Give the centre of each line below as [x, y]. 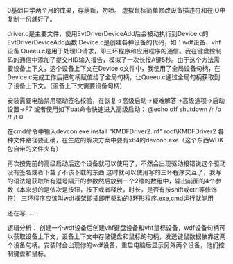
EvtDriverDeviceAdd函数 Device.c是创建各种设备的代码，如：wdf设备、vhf [114, 42]
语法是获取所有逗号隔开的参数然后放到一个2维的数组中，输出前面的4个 [114, 181]
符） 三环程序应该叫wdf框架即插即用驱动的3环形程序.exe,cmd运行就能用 [110, 198]
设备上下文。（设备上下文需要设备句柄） [69, 86]
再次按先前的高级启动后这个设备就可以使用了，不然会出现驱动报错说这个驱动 [116, 163]
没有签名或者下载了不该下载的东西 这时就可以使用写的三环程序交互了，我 [111, 172]
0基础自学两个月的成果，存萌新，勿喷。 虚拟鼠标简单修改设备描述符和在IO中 [116, 10]
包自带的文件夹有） [35, 149]
